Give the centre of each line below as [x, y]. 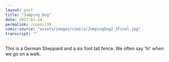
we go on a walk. [23, 54]
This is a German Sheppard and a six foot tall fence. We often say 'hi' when [84, 48]
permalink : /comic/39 [28, 24]
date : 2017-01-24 [24, 19]
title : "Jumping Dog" [28, 15]
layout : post [19, 10]
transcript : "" [22, 34]
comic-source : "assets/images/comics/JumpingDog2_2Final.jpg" [73, 29]
